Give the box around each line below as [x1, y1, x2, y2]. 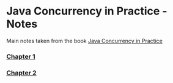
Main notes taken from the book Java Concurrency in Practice [6, 37, 163, 44]
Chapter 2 [6, 68, 37, 77]
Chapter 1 [6, 52, 35, 61]
